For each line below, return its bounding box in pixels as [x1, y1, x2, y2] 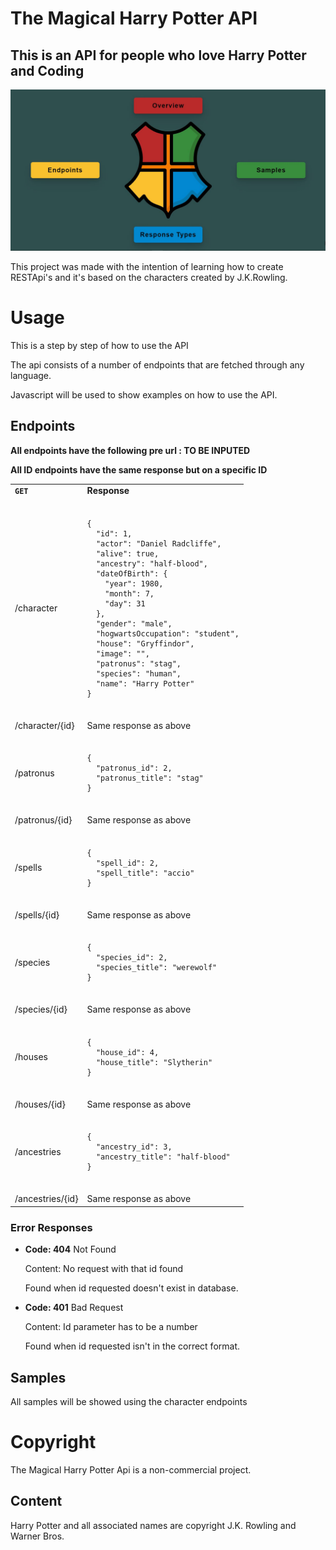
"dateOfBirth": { [95, 568, 168, 579]
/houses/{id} [14, 1098, 66, 1110]
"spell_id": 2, [95, 858, 160, 868]
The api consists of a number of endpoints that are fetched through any [10, 358, 305, 371]
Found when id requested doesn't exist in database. [24, 1282, 239, 1294]
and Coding [10, 62, 85, 79]
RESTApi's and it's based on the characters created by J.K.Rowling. [10, 271, 288, 283]
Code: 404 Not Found [24, 1243, 117, 1256]
